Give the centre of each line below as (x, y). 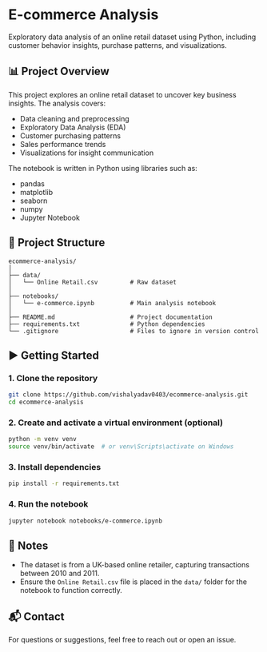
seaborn (34, 201)
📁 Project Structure (57, 243)
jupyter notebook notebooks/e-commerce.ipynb (85, 521)
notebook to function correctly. (71, 590)
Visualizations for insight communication (87, 153)
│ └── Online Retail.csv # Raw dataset (93, 282)
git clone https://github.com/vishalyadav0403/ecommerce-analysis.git (128, 395)
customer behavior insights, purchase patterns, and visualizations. (118, 45)
